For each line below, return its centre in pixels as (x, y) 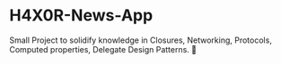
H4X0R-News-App (81, 16)
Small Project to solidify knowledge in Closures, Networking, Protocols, (140, 40)
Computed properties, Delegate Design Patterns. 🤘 (103, 49)
